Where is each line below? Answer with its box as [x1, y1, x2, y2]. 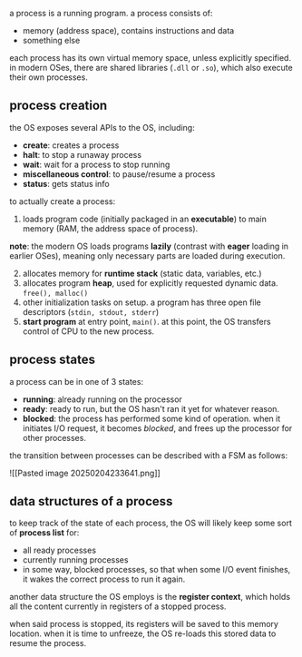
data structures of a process [9, 494, 173, 509]
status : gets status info [22, 178, 111, 189]
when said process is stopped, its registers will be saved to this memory [9, 619, 279, 630]
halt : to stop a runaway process [22, 149, 142, 160]
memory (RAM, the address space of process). [22, 222, 199, 234]
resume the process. [9, 638, 87, 649]
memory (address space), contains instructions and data [22, 25, 235, 35]
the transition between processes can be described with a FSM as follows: [9, 449, 288, 461]
